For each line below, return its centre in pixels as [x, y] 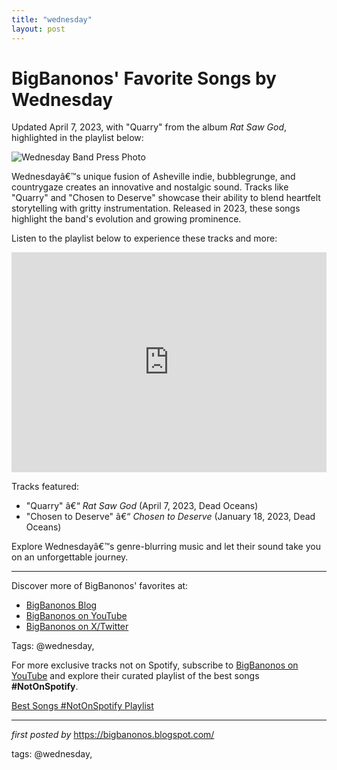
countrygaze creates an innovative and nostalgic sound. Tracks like [150, 187]
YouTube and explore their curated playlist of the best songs [135, 676]
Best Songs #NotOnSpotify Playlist [82, 706]
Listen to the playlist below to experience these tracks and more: [144, 238]
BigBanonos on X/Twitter [77, 627]
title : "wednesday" [52, 19]
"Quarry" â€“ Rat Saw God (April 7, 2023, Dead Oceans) [142, 506]
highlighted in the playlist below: [77, 138]
